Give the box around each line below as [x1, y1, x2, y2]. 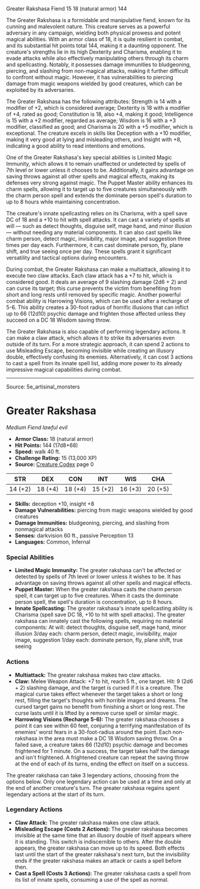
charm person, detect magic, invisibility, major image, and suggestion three [6, 235, 191, 242]
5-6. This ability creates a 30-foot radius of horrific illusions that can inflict [6, 304, 189, 311]
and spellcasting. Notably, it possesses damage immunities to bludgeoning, [6, 61, 192, 68]
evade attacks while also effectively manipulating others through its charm [6, 55, 189, 61]
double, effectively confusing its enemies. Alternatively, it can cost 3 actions [6, 353, 193, 360]
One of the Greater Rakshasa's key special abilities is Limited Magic [6, 154, 172, 160]
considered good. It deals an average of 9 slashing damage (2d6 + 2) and [6, 279, 187, 285]
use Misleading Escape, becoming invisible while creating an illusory [6, 347, 174, 354]
